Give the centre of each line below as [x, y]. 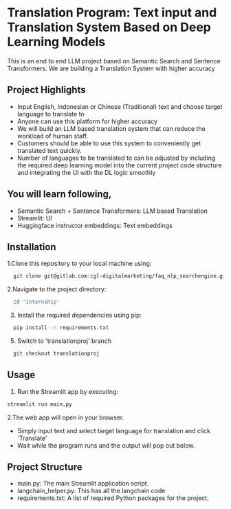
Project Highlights [46, 90]
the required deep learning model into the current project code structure [119, 165]
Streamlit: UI [35, 218]
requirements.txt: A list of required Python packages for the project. [113, 498]
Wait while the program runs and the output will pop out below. [106, 445]
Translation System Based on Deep [109, 27]
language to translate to [51, 114]
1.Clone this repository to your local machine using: [79, 264]
